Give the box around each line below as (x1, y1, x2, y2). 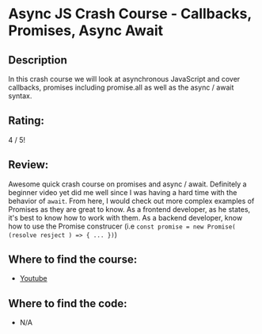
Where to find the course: (8, 253, 138, 267)
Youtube (19, 274, 47, 283)
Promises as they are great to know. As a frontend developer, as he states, (8, 204, 251, 214)
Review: (8, 158, 49, 171)
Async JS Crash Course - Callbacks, (8, 5, 252, 23)
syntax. (8, 91, 32, 100)
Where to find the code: (8, 297, 128, 310)
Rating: (8, 114, 45, 128)
